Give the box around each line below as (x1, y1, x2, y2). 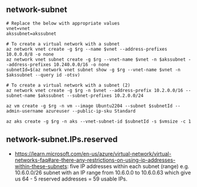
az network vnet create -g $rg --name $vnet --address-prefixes (6, 46, 168, 52)
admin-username (6, 108, 44, 114)
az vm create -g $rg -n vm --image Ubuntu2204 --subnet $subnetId (6, 103, 173, 109)
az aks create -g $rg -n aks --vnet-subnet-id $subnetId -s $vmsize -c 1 (6, 118, 192, 124)
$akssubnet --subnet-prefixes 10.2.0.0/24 (37, 93, 144, 99)
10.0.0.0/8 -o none (6, 51, 54, 57)
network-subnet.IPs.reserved (6, 134, 118, 145)
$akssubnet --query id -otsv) (6, 72, 81, 78)
